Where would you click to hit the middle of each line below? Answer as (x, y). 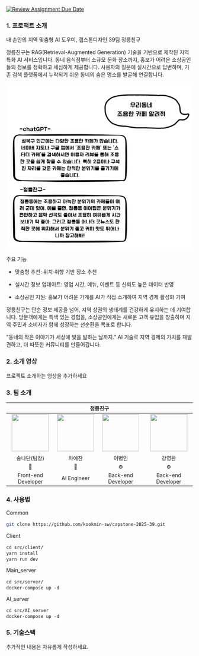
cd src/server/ (25, 582)
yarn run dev (22, 559)
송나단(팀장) (30, 458)
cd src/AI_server (28, 611)
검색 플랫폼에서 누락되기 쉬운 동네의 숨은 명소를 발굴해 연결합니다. (88, 75)
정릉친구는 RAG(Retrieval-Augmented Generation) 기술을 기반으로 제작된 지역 (98, 52)
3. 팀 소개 (19, 392)
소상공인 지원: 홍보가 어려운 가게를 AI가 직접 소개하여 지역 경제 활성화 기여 (100, 297)
